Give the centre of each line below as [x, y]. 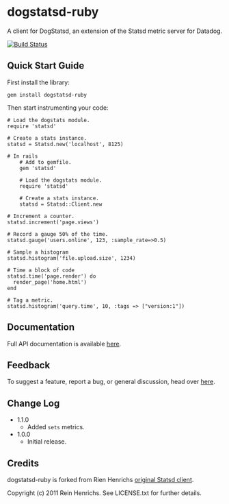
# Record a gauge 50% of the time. [58, 234]
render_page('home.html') [50, 282]
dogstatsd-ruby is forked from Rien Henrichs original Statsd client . [100, 480]
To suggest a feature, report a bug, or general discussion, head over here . [111, 382]
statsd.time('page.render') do [52, 276]
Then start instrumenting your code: [58, 108]
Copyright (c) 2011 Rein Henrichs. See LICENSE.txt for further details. [104, 493]
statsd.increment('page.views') [53, 222]
